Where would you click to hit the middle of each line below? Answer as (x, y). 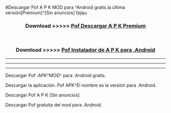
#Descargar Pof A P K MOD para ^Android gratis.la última (65, 7)
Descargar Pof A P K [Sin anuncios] (42, 95)
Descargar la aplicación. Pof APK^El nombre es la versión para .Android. (81, 85)
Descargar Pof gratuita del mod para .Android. (54, 105)
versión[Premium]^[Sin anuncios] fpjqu (46, 13)
